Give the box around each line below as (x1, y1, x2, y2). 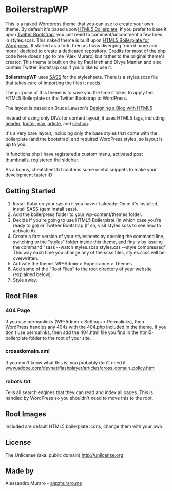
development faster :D (5, 172, 52, 178)
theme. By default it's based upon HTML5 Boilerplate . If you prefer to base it (5, 26, 167, 32)
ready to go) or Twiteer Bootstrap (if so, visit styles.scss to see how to (12, 222, 161, 228)
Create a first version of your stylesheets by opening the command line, (12, 233, 165, 239)
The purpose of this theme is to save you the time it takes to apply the (5, 89, 153, 95)
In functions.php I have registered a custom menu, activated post (5, 151, 143, 157)
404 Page (5, 307, 31, 314)
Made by (5, 467, 34, 476)
